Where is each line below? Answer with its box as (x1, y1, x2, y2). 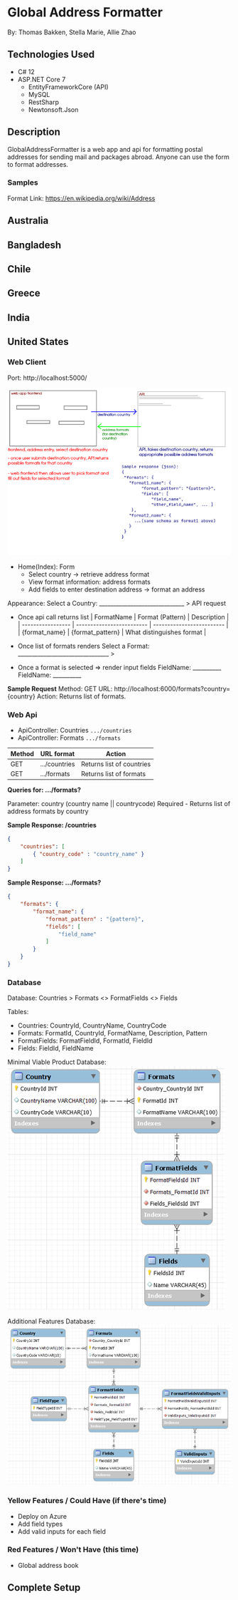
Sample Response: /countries (7, 820, 97, 829)
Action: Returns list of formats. (36, 692, 126, 701)
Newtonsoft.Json (28, 105, 79, 114)
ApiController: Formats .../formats (17, 733, 121, 742)
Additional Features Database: (7, 1317, 96, 1326)
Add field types (17, 1519, 63, 1528)
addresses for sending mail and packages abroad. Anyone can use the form (7, 153, 229, 161)
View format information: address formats (28, 578, 151, 587)
